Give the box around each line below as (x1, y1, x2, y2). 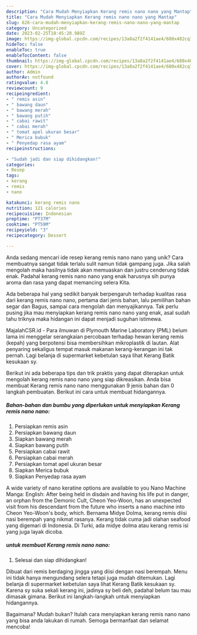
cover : (6, 63, 22, 70)
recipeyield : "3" (6, 227, 49, 233)
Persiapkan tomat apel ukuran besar (14, 460, 103, 467)
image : (6, 36, 22, 42)
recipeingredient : (6, 91, 51, 97)
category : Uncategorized (6, 25, 67, 31)
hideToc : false (6, 42, 43, 48)
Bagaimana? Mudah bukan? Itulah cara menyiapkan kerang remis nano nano (6, 610, 191, 617)
